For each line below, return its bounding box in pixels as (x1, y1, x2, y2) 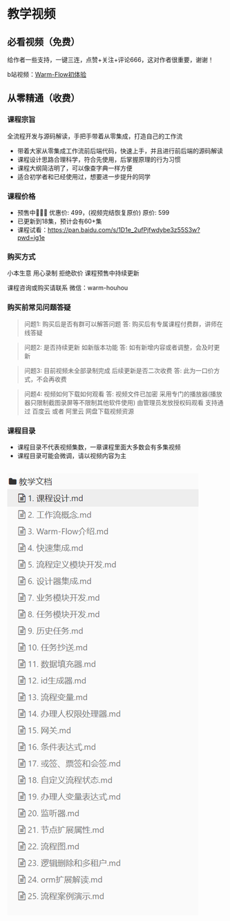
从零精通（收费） (7, 93, 80, 104)
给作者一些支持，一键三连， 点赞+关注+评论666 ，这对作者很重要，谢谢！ (7, 56, 214, 64)
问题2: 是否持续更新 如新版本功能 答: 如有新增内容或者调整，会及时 (23, 343, 214, 351)
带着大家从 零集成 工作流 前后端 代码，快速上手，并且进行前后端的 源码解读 (17, 146, 223, 155)
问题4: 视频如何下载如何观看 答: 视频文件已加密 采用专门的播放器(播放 (23, 390, 222, 398)
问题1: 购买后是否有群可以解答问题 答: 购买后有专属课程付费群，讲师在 (23, 319, 223, 328)
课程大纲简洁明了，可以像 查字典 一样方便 (17, 164, 133, 172)
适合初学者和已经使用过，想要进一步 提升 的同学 (17, 172, 151, 180)
